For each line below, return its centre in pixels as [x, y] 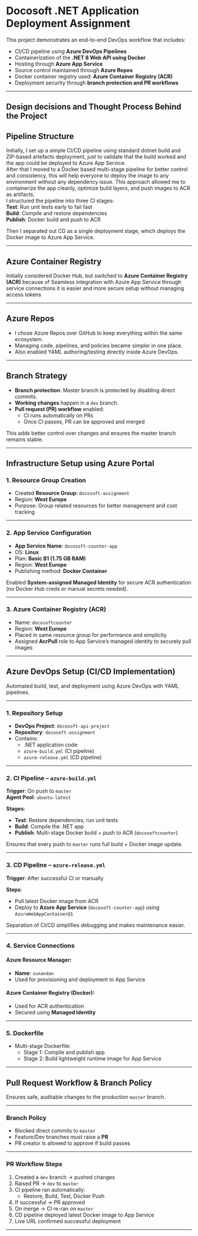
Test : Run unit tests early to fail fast [49, 207]
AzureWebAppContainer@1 [44, 914]
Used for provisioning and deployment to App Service [80, 979]
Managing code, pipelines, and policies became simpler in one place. [98, 345]
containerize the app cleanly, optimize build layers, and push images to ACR [98, 188]
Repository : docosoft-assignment [55, 732]
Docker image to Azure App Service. [50, 237]
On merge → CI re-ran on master [54, 1208]
